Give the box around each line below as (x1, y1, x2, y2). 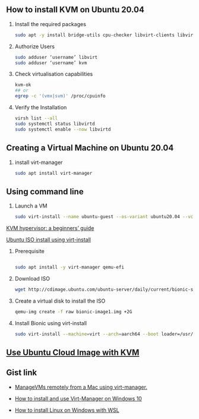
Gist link (6, 368, 37, 378)
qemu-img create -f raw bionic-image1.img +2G (14, 308, 132, 314)
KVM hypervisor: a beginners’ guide (6, 225, 94, 232)
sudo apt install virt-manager (14, 170, 93, 176)
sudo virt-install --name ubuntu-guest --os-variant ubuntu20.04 (14, 214, 180, 220)
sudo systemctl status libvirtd (14, 121, 95, 127)
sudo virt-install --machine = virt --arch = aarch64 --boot (14, 331, 159, 337)
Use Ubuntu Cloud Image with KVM (6, 347, 140, 357)
